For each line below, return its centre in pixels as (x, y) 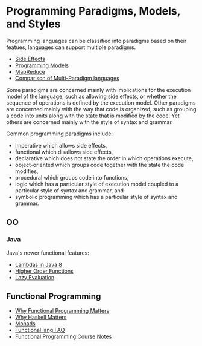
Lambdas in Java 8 (38, 264)
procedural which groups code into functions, (72, 177)
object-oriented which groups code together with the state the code (99, 165)
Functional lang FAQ (40, 330)
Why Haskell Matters (41, 317)
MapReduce (30, 71)
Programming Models (42, 65)
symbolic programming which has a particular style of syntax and (96, 197)
